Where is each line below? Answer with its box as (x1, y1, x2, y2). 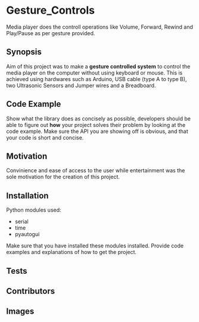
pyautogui (14, 231, 40, 238)
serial (14, 218, 29, 225)
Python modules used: (6, 206, 61, 213)
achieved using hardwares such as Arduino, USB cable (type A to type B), (6, 75, 187, 82)
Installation (6, 190, 49, 200)
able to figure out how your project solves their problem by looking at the (6, 121, 186, 128)
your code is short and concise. (6, 134, 84, 141)
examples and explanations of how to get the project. (6, 249, 137, 256)
